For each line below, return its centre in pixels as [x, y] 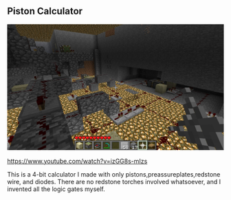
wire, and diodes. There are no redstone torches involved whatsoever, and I [114, 181]
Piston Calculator [45, 11]
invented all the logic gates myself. [56, 189]
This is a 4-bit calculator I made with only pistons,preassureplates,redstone [114, 174]
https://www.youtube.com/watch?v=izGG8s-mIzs [77, 161]
